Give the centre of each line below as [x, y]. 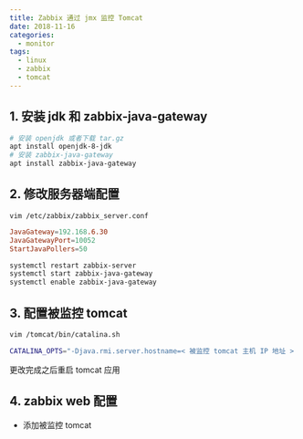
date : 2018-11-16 [42, 26]
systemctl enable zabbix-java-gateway [83, 282]
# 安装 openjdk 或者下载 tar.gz [67, 138]
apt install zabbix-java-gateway [73, 164]
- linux [32, 60]
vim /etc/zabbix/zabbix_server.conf [79, 215]
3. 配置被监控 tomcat [68, 313]
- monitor [36, 43]
